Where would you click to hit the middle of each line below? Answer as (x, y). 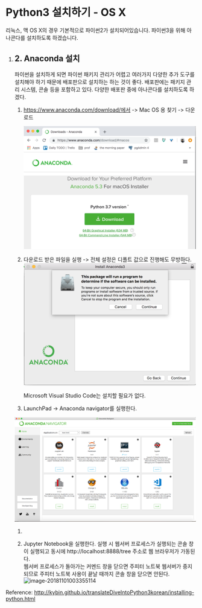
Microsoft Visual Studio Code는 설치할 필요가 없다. (84, 395)
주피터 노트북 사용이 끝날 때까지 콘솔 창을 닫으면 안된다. (105, 574)
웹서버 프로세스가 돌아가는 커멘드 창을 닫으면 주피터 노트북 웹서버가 (102, 566)
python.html (21, 599)
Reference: (19, 592)
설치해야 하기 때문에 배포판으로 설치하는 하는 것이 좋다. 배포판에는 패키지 (99, 81)
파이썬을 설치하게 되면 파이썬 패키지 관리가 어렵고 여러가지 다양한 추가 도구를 (105, 74)
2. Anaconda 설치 (47, 59)
